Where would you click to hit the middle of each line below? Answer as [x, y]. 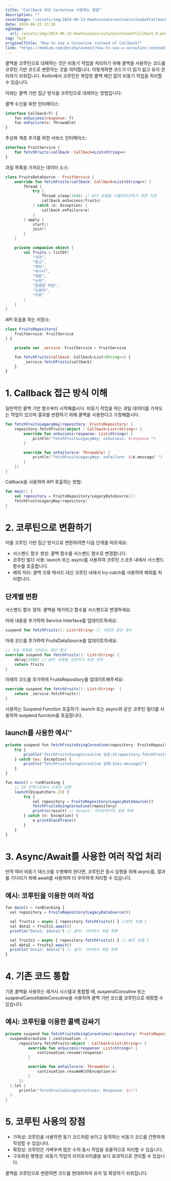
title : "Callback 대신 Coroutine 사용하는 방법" [53, 10]
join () [39, 229]
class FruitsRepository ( [32, 329]
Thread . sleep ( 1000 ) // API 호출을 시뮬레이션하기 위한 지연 [99, 196]
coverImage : [18, 19]
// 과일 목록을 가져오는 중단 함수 [36, 650]
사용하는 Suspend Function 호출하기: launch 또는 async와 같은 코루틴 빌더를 [82, 709]
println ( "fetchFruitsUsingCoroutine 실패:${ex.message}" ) [85, 764]
